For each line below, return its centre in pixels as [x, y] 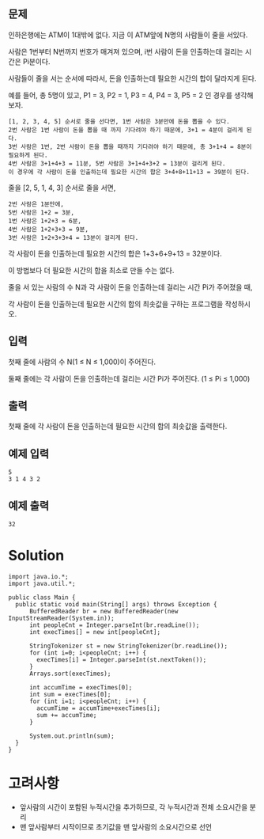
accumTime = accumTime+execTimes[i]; [98, 708]
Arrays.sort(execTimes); [70, 674]
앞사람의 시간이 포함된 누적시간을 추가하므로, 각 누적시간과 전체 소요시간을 [134, 807]
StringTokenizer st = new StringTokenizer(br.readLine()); [128, 646]
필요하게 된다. [28, 155]
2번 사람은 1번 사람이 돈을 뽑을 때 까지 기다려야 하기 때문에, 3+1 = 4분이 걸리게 [126, 130]
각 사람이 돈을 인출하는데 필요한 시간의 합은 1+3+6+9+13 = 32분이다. [115, 253]
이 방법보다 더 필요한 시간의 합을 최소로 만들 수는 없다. [91, 270]
